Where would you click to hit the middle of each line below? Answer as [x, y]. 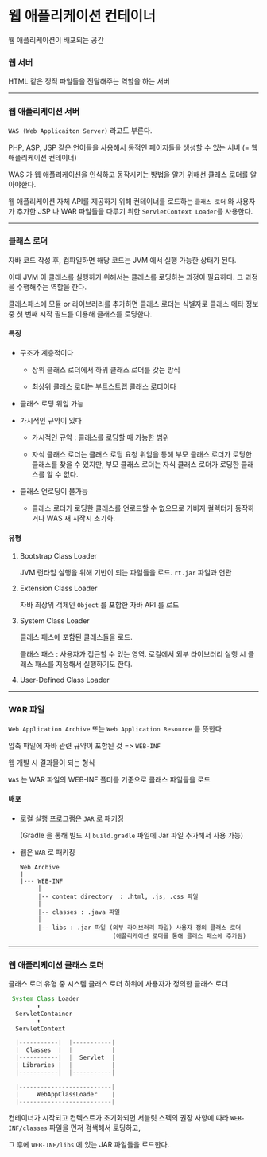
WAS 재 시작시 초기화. [81, 518]
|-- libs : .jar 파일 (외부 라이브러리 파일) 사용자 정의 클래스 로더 [139, 928]
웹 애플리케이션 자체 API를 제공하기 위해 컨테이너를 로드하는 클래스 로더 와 [121, 201]
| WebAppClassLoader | [65, 1094]
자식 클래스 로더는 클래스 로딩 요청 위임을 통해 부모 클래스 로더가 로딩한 [142, 454]
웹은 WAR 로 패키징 [47, 852]
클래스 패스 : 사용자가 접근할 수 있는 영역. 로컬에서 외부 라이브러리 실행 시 [133, 654]
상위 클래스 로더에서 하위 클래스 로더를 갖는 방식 [106, 370]
